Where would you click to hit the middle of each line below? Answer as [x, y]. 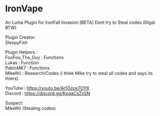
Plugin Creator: [21, 37]
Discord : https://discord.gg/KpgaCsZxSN [48, 93]
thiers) [12, 78]
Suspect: [14, 103]
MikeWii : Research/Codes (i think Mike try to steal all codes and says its [79, 73]
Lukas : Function [22, 62]
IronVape [24, 9]
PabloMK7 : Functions [27, 68]
